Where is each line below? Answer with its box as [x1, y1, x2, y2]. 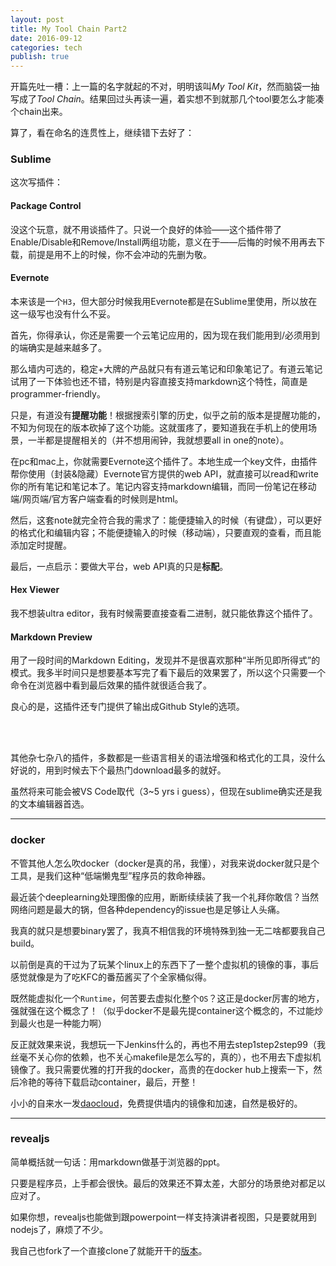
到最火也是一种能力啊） [10, 1017, 107, 1029]
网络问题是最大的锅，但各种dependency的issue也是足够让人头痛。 [10, 903, 285, 915]
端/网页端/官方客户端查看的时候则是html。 [10, 492, 184, 505]
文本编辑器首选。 [18, 798, 90, 810]
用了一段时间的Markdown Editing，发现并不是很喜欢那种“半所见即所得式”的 [10, 654, 321, 666]
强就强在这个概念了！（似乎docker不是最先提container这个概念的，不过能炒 [10, 1004, 324, 1016]
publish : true [10, 52, 70, 62]
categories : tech [10, 42, 83, 53]
